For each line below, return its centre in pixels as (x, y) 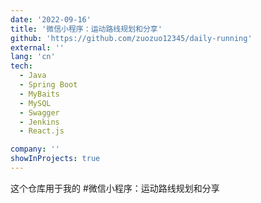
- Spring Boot (48, 85)
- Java (33, 76)
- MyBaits (39, 94)
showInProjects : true (55, 159)
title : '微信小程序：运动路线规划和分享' (86, 29)
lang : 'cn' (33, 57)
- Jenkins (39, 122)
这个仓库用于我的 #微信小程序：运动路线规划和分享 (115, 188)
